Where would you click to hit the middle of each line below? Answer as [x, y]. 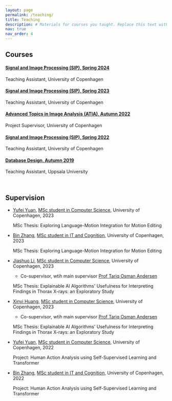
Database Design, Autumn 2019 [40, 160]
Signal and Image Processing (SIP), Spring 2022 [57, 137]
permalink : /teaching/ [29, 15]
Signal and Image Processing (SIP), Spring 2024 [58, 68]
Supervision [25, 198]
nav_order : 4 [19, 34]
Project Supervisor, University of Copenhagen [54, 125]
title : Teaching [23, 19]
